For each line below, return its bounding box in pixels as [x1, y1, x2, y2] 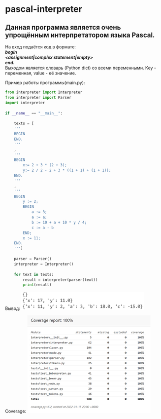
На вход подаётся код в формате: [5, 44, 76, 50]
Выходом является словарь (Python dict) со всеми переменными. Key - [5, 65, 157, 71]
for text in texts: [14, 272, 54, 277]
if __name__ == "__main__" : [5, 111, 63, 115]
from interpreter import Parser [5, 95, 71, 100]
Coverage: [5, 408, 27, 414]
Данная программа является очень [5, 23, 121, 32]
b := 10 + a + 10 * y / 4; [31, 220, 87, 225]
